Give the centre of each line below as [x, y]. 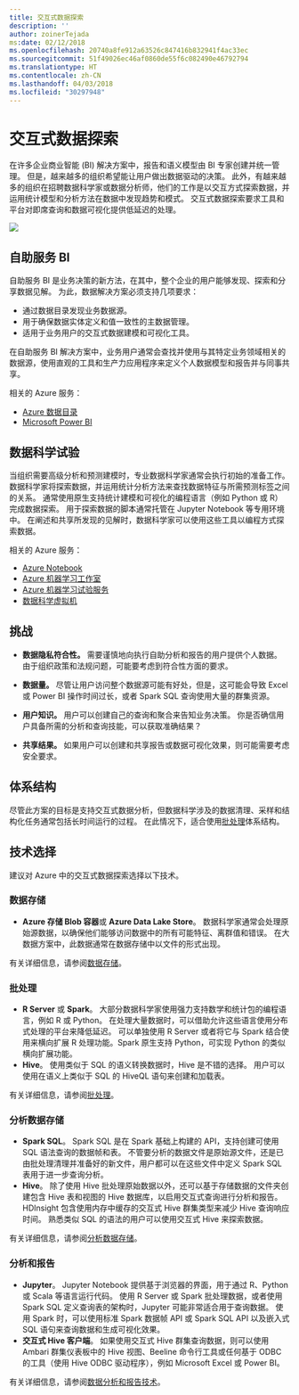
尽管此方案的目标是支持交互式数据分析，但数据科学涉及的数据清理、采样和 [145, 810]
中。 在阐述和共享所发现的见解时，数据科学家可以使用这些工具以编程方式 [143, 520]
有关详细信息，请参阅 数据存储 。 [68, 963]
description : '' [39, 26]
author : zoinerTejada [49, 34]
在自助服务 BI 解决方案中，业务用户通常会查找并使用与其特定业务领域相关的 [148, 352]
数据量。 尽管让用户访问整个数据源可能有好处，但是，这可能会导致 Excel [155, 685]
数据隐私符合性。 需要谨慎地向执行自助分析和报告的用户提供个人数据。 [152, 654]
